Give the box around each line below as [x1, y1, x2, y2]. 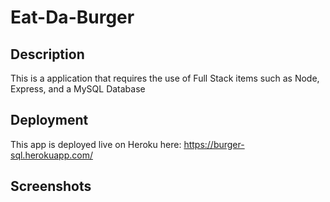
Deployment [10, 112, 89, 129]
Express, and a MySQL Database [10, 83, 146, 95]
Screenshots [10, 178, 92, 195]
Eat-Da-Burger [10, 6, 135, 29]
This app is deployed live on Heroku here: [10, 138, 182, 150]
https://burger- [183, 138, 245, 150]
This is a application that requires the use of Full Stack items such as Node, [10, 72, 320, 84]
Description [10, 46, 85, 63]
